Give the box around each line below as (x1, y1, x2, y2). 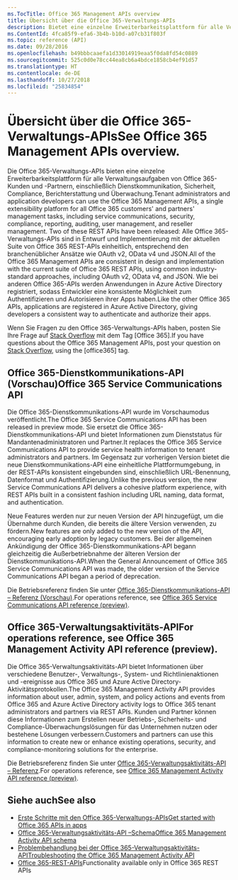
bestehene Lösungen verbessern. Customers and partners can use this (7, 730, 214, 738)
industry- (190, 265, 217, 273)
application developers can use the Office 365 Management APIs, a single (7, 197, 224, 205)
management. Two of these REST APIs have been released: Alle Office (7, 227, 213, 236)
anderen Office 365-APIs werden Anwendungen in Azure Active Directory (7, 280, 223, 288)
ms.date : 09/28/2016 (7, 43, 69, 50)
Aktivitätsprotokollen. (7, 684, 69, 693)
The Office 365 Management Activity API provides (68, 684, 215, 693)
